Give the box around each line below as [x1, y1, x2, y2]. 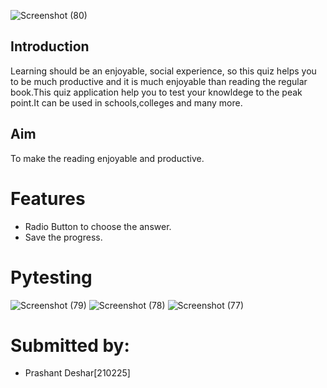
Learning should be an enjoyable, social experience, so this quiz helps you [10, 65, 317, 77]
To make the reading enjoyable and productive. [10, 152, 205, 164]
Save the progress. [24, 231, 103, 243]
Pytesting [10, 266, 93, 289]
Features [10, 187, 86, 210]
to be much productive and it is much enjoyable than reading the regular [10, 75, 308, 87]
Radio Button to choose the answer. [24, 220, 172, 232]
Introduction [10, 38, 90, 55]
